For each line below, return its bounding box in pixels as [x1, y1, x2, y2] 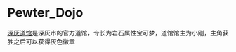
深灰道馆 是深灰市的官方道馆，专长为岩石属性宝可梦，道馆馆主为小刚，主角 [7, 28, 223, 37]
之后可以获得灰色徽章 [13, 37, 75, 46]
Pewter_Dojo [7, 5, 84, 21]
